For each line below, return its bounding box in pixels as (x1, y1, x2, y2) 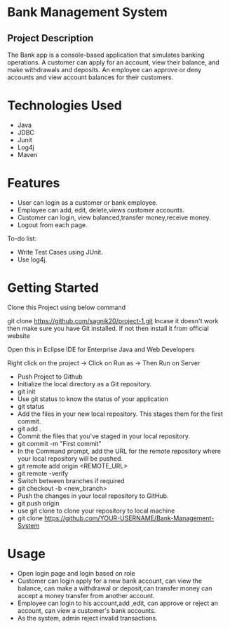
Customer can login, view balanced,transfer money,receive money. (17, 213, 211, 222)
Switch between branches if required (17, 476, 125, 485)
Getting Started (7, 280, 100, 296)
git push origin (17, 499, 60, 507)
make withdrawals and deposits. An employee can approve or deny (7, 66, 202, 74)
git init (17, 387, 36, 395)
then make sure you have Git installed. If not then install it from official (7, 324, 209, 332)
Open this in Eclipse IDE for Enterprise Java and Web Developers (7, 345, 195, 353)
